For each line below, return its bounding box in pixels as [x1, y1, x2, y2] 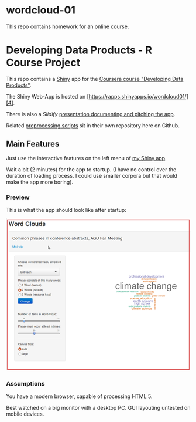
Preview [6, 193, 30, 201]
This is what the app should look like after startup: [6, 206, 127, 213]
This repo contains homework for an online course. [6, 23, 129, 30]
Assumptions [6, 379, 45, 387]
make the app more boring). [6, 178, 74, 185]
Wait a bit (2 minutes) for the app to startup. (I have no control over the [6, 166, 177, 173]
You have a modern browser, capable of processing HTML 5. [6, 393, 153, 400]
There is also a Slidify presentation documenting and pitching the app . [6, 110, 176, 117]
